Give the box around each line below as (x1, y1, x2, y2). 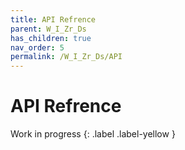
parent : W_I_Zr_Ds (10, 24, 87, 34)
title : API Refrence (10, 14, 97, 25)
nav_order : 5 (10, 42, 65, 53)
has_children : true (10, 33, 92, 43)
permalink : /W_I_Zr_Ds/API (10, 52, 123, 62)
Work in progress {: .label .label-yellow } (10, 128, 176, 140)
